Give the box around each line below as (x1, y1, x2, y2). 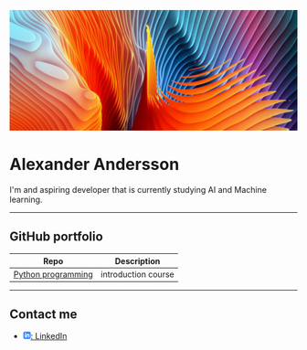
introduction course (100, 269, 175, 280)
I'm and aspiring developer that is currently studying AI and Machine (9, 184, 268, 195)
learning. (9, 194, 43, 205)
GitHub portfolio (9, 228, 103, 244)
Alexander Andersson (9, 154, 180, 175)
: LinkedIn (30, 331, 68, 342)
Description (114, 255, 161, 266)
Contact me (9, 307, 78, 323)
